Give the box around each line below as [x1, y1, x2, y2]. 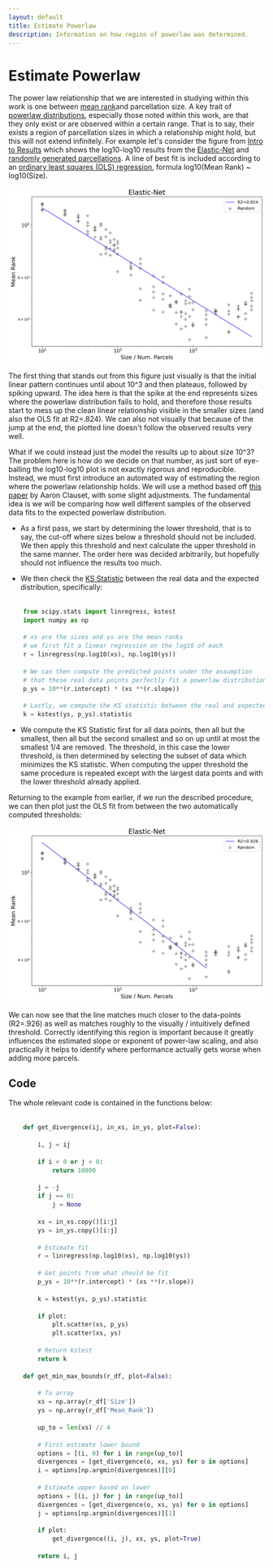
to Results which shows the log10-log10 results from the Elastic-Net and [8, 145, 249, 154]
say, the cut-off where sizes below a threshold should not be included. [19, 532, 257, 541]
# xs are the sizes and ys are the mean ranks [23, 633, 184, 641]
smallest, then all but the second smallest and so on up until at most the [19, 734, 260, 744]
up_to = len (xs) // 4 [37, 1423, 111, 1431]
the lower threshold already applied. [19, 777, 141, 787]
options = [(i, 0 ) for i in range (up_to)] [37, 1449, 184, 1457]
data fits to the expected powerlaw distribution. [8, 507, 167, 517]
